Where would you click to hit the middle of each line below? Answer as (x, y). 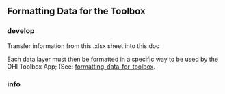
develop (21, 31)
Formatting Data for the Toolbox (76, 11)
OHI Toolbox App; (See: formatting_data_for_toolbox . (81, 66)
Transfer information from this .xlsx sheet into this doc (83, 46)
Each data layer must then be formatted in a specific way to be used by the (113, 59)
